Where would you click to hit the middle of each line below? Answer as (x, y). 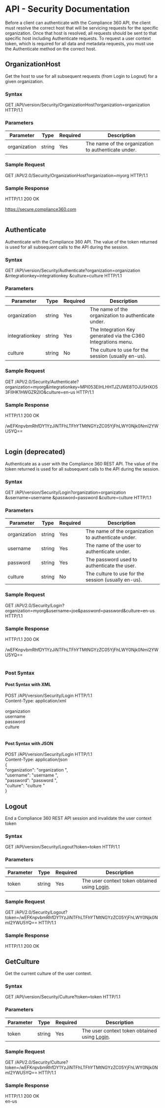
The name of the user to (113, 545)
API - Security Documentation (68, 9)
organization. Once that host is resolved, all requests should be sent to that (81, 33)
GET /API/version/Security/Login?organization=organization (66, 492)
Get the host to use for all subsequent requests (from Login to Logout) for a (81, 76)
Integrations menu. (112, 342)
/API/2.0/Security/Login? (40, 605)
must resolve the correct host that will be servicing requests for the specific (82, 28)
